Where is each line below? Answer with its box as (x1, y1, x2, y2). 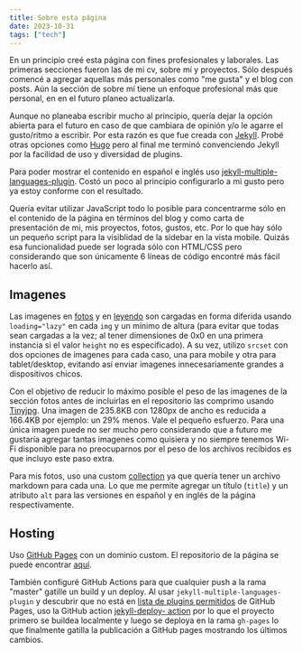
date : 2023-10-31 (9, 22, 75, 31)
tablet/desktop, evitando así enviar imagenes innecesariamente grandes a (9, 359, 284, 370)
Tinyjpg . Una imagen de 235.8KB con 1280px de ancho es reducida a (9, 405, 267, 416)
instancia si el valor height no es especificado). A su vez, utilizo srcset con (9, 340, 288, 350)
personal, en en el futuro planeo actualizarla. (9, 93, 176, 104)
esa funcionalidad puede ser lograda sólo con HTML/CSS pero (9, 241, 243, 253)
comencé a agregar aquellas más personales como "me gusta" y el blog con (9, 74, 294, 85)
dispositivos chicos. (9, 368, 83, 379)
